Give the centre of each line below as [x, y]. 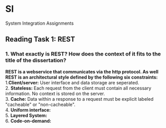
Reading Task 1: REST [40, 39]
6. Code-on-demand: [28, 121]
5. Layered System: [26, 115]
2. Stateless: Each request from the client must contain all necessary [78, 88]
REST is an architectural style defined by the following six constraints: [81, 77]
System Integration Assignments [40, 23]
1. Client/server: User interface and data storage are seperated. [72, 82]
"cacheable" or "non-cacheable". [40, 104]
